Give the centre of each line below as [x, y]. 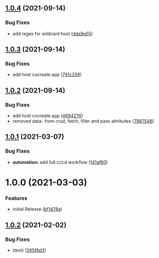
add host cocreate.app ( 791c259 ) [47, 74]
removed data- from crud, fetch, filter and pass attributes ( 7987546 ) [83, 121]
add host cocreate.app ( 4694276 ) [48, 116]
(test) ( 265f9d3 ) [29, 250]
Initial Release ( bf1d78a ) [37, 209]
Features [16, 198]
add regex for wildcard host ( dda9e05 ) [53, 33]
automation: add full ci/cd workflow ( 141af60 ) [60, 162]
